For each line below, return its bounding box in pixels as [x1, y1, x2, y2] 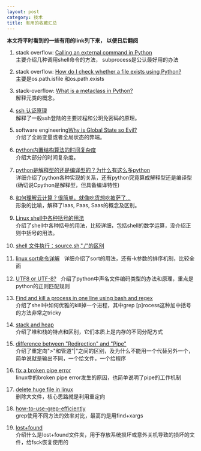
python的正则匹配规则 [15, 283, 70, 290]
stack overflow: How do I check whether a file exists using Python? [15, 68, 182, 75]
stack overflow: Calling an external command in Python [15, 49, 152, 56]
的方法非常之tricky [15, 309, 62, 316]
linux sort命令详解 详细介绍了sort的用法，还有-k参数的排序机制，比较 [15, 255, 190, 262]
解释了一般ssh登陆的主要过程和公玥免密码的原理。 [15, 114, 140, 122]
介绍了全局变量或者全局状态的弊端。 [15, 134, 106, 141]
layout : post [7, 8, 40, 15]
